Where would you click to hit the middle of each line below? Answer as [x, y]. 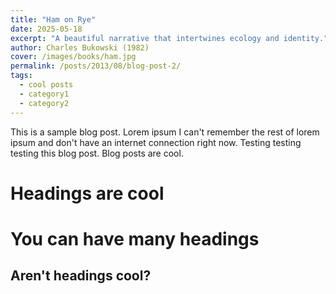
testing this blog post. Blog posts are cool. [97, 153]
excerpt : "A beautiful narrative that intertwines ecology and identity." [169, 38]
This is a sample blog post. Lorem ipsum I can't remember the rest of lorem [165, 132]
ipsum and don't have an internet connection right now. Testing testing [156, 142]
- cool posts [46, 85]
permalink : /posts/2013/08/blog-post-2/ [96, 66]
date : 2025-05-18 [46, 29]
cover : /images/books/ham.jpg [73, 57]
